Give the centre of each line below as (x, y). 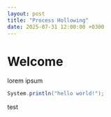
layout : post (26, 14)
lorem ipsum (25, 81)
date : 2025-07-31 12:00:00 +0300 (56, 27)
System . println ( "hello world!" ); (56, 94)
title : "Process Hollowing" (48, 20)
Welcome (35, 61)
